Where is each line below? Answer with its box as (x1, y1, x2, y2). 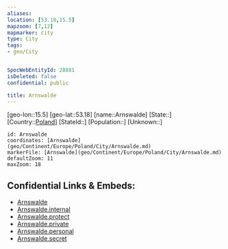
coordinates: (7, 137, 45, 144)
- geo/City (7, 49, 38, 56)
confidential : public (7, 80, 69, 86)
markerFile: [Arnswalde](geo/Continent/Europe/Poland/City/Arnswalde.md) (7, 149, 223, 156)
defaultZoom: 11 (7, 155, 53, 162)
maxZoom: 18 (7, 161, 41, 168)
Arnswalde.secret (16, 235, 67, 243)
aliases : (7, 10, 32, 17)
